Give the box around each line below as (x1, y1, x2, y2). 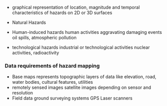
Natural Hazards (12, 20, 46, 25)
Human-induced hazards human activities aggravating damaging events (12, 29, 162, 35)
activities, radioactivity (12, 50, 59, 56)
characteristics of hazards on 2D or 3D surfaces (12, 10, 113, 16)
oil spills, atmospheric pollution (12, 35, 77, 40)
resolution (12, 90, 33, 96)
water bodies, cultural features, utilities (12, 79, 93, 85)
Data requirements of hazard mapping (5, 62, 100, 69)
